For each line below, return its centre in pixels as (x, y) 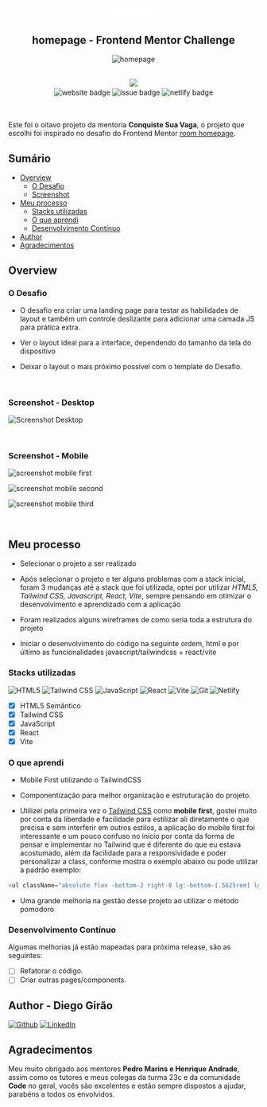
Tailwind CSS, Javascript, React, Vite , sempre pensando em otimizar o (135, 596)
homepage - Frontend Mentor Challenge (133, 40)
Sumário (30, 158)
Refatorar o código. (51, 971)
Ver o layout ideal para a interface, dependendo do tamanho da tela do (135, 342)
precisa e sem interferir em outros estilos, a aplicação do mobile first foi (137, 828)
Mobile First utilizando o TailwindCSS (80, 780)
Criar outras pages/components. (73, 980)
